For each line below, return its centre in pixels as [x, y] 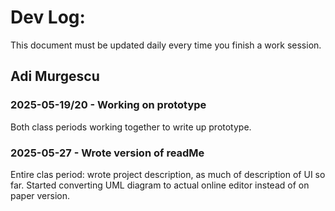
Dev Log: [48, 17]
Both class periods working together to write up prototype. [131, 127]
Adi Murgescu [55, 76]
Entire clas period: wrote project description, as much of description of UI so [168, 174]
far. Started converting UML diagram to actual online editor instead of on [160, 185]
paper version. [40, 195]
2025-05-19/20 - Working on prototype [108, 105]
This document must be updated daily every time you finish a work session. [166, 45]
